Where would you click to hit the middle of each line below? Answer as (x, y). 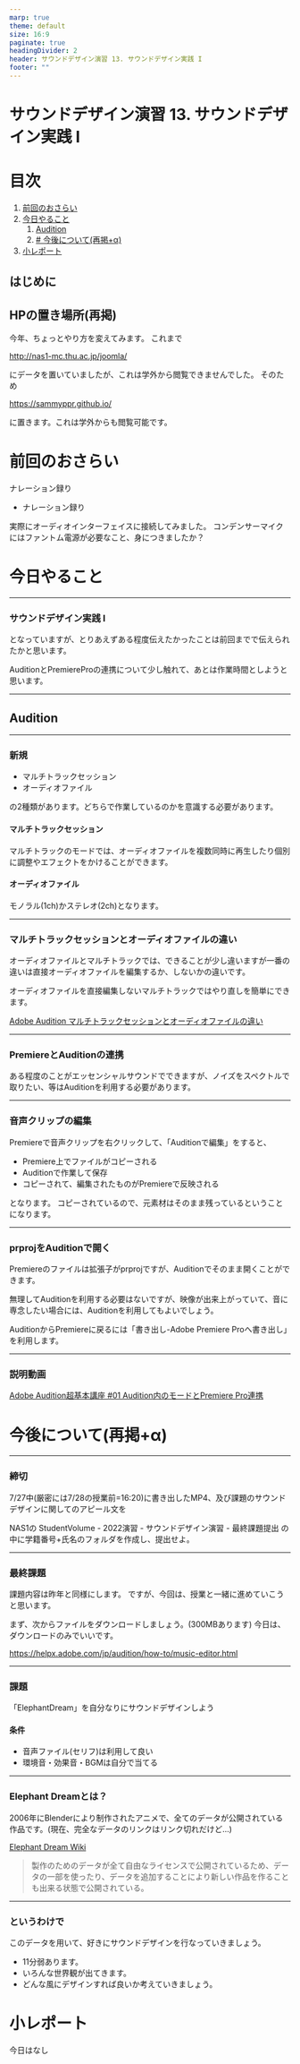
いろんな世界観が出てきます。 (76, 1973)
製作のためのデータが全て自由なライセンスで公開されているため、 (152, 1865)
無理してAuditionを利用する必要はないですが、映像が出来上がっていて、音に (149, 1299)
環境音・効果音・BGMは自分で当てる (90, 1763)
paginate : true (37, 43)
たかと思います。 (40, 651)
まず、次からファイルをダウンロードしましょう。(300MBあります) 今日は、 (147, 1624)
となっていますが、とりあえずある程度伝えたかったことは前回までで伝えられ (150, 639)
